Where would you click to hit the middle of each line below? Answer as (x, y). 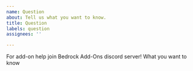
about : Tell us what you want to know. (56, 17)
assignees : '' (24, 34)
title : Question (27, 23)
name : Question (25, 12)
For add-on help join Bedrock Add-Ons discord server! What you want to (96, 57)
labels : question (28, 29)
